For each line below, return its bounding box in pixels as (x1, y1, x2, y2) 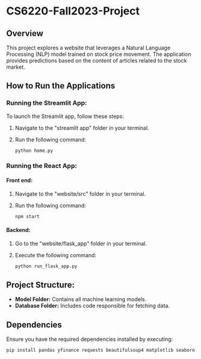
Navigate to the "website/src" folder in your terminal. (14, 190, 146, 197)
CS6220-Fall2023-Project (6, 4, 140, 18)
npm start (14, 213, 40, 219)
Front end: (6, 176, 33, 184)
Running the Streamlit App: (6, 99, 87, 107)
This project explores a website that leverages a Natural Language (6, 44, 171, 51)
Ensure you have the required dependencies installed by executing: (6, 336, 173, 343)
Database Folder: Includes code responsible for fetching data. (14, 302, 170, 310)
